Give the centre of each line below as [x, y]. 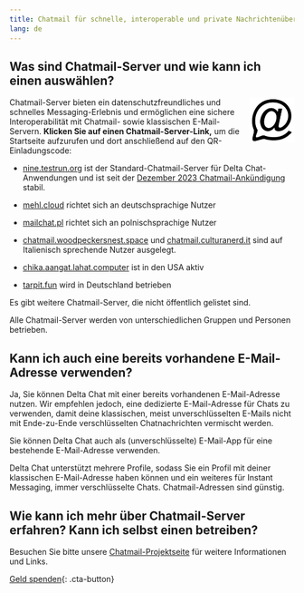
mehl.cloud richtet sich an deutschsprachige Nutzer [119, 205]
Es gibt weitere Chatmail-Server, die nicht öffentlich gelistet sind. [130, 303]
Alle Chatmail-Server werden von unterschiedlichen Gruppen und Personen [150, 320]
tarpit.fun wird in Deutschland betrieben [97, 285]
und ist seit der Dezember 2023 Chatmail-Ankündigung [182, 178]
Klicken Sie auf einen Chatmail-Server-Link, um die [142, 131]
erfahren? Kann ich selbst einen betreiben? [134, 530]
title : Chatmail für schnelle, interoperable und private [121, 19]
